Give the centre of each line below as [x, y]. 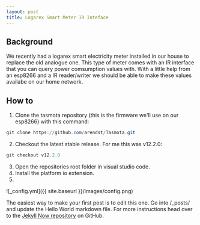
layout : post [23, 12]
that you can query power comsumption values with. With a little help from [98, 69]
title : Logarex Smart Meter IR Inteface [58, 17]
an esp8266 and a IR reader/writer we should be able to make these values [99, 75]
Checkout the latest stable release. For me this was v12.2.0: [89, 144]
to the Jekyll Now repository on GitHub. [55, 215]
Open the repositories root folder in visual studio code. [82, 167]
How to [20, 101]
